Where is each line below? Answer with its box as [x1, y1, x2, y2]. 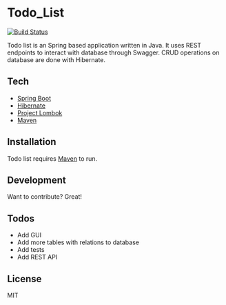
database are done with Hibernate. [7, 55, 105, 63]
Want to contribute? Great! [7, 193, 83, 201]
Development [7, 174, 67, 186]
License [7, 273, 42, 284]
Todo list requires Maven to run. [7, 154, 98, 163]
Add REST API [17, 253, 58, 262]
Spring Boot [17, 94, 52, 102]
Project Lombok [17, 108, 63, 117]
